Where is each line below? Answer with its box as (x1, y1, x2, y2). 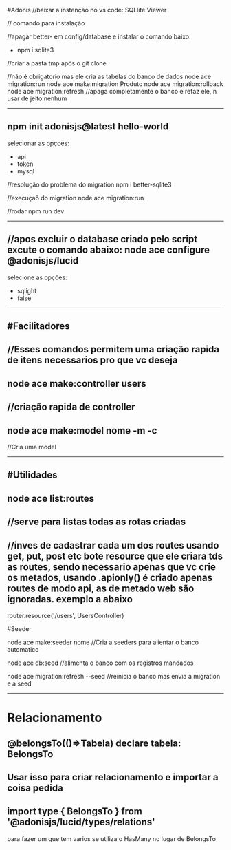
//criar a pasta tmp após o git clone (7, 59, 107, 67)
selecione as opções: (7, 273, 67, 281)
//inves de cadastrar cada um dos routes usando (7, 540, 219, 551)
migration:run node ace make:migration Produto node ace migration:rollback (7, 80, 223, 88)
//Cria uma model (7, 443, 57, 451)
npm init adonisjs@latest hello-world (7, 120, 169, 133)
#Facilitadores (7, 320, 70, 332)
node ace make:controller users (7, 378, 146, 390)
